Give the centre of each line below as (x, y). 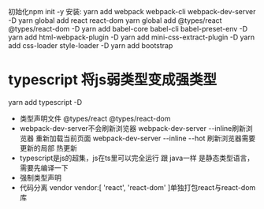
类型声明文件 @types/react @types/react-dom (95, 118)
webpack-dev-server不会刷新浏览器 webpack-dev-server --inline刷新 (132, 128)
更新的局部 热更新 (48, 147)
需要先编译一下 (44, 167)
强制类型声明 (40, 177)
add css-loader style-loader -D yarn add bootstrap (91, 45)
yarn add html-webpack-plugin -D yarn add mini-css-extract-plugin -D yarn (131, 37)
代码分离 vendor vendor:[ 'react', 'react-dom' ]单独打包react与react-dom (138, 187)
